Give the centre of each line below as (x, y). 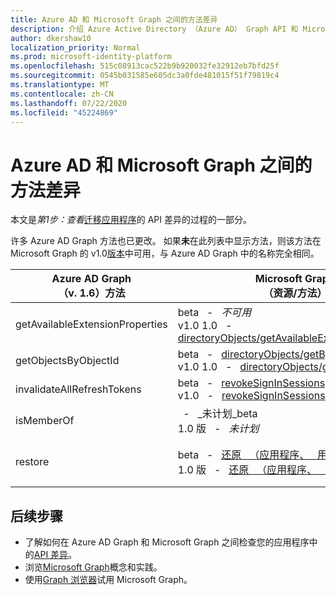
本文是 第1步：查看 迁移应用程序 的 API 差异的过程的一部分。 (131, 220)
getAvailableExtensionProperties (91, 324)
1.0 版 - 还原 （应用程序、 (247, 470)
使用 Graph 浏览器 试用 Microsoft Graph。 (108, 580)
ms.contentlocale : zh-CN (62, 94)
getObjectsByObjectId (67, 361)
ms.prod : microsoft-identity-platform (91, 57)
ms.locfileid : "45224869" (64, 112)
